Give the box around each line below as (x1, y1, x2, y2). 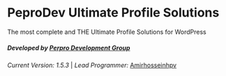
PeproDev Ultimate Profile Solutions (7, 5, 220, 21)
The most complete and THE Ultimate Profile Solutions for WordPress (7, 28, 207, 36)
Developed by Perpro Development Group (7, 44, 130, 52)
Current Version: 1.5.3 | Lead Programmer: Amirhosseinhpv (7, 61, 176, 69)
